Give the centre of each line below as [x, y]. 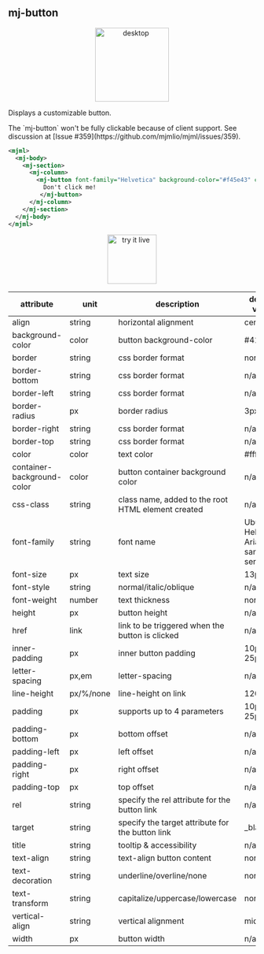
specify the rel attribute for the [174, 800]
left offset [136, 752]
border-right [36, 429]
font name [137, 542]
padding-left [36, 752]
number [84, 600]
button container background [172, 472]
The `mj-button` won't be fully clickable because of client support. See [123, 128]
